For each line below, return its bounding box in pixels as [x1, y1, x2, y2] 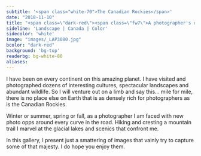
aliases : [6, 59, 28, 65]
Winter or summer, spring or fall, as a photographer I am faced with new [6, 112, 184, 120]
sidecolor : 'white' [6, 31, 55, 37]
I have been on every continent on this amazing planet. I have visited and [6, 75, 186, 82]
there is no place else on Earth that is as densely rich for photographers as [6, 94, 190, 102]
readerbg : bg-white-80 [6, 53, 63, 59]
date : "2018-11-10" [6, 14, 55, 20]
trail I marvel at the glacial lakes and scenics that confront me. [6, 125, 159, 132]
